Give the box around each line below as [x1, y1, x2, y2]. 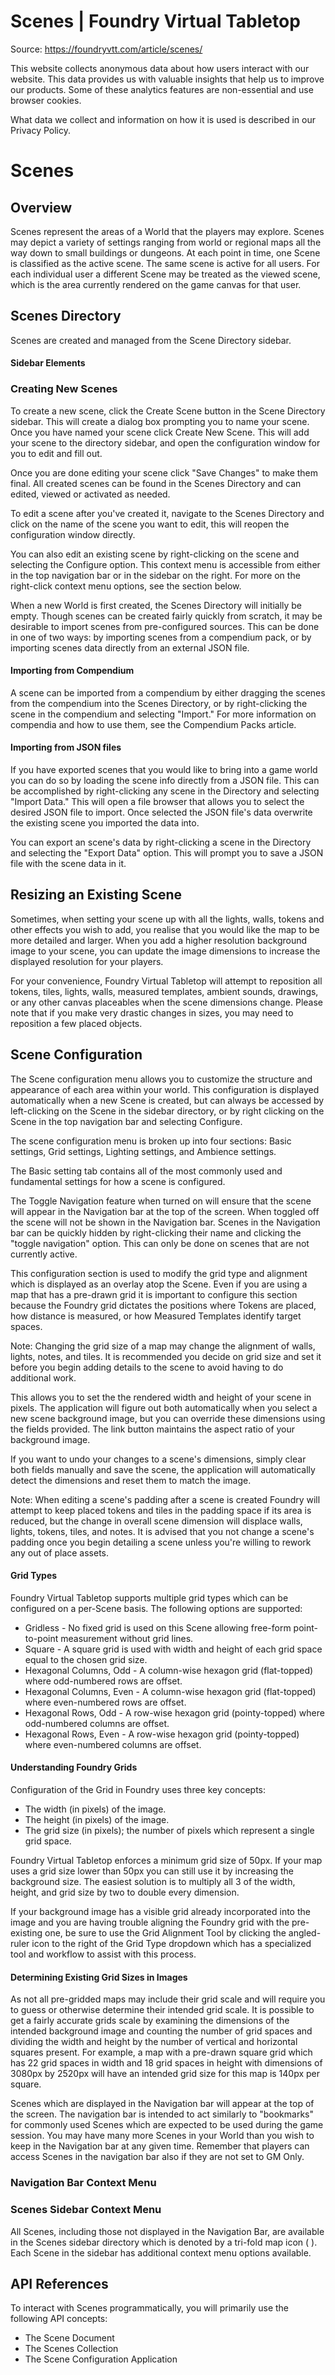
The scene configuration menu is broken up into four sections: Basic [10, 1135, 292, 1147]
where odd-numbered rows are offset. [24, 1675, 183, 1687]
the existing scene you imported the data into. [10, 817, 200, 829]
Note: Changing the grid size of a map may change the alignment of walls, [10, 1340, 316, 1352]
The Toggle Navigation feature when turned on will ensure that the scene [10, 1195, 312, 1207]
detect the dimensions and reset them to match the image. [10, 1474, 252, 1486]
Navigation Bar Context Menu [10, 2176, 157, 2190]
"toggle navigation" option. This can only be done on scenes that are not [10, 1237, 310, 1249]
